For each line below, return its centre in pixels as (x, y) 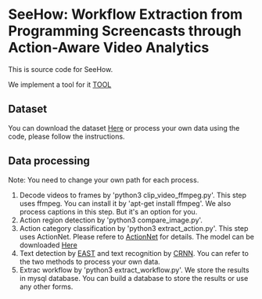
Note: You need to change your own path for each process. (104, 180)
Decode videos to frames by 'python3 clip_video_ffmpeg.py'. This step (133, 195)
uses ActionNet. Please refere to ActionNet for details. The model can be (136, 236)
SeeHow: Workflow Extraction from (126, 14)
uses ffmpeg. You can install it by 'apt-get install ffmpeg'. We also (125, 203)
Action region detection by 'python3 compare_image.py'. (111, 220)
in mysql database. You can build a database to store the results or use (134, 278)
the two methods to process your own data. (90, 261)
